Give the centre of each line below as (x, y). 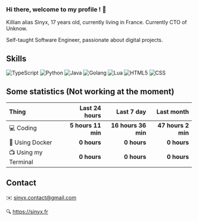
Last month (173, 112)
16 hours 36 (128, 125)
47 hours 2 (173, 125)
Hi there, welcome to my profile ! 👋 (56, 9)
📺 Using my (26, 152)
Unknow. (17, 28)
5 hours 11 (85, 125)
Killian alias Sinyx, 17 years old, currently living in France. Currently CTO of (97, 22)
